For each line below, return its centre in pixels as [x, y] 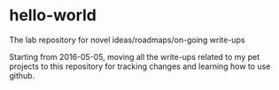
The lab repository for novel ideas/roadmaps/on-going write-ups [127, 40]
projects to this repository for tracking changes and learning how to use [140, 66]
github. [22, 75]
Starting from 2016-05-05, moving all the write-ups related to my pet [135, 56]
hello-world [53, 15]
